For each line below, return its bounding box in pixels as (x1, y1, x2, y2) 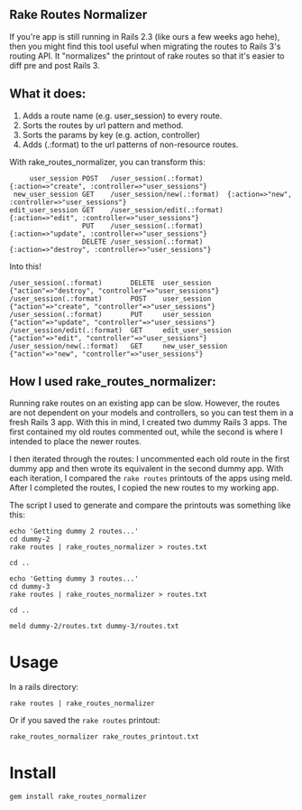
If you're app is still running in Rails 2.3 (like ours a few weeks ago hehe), (9, 31, 280, 42)
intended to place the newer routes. (9, 436, 142, 447)
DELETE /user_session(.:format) (81, 237, 204, 247)
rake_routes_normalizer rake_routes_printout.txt (9, 732, 200, 741)
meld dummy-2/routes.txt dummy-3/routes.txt (9, 622, 179, 631)
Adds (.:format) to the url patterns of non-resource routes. (22, 139, 239, 150)
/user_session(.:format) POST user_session (9, 293, 212, 303)
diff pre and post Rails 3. (9, 60, 101, 70)
